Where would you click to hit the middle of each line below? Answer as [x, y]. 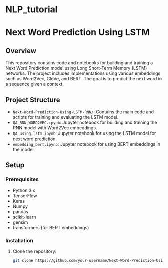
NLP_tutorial [31, 9]
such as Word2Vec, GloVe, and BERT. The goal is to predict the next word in [83, 79]
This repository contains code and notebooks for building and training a [79, 63]
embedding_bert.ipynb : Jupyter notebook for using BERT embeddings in [86, 144]
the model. [24, 149]
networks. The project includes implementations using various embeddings [83, 73]
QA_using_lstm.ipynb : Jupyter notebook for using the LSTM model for [84, 133]
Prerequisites [22, 179]
